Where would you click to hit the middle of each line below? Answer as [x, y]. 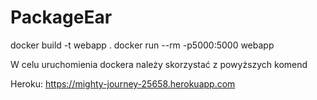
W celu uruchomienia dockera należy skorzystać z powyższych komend [159, 64]
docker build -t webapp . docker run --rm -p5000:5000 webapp [142, 45]
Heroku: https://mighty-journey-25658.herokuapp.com [123, 83]
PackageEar [61, 17]
